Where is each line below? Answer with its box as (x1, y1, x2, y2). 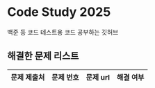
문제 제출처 (10, 72, 45, 82)
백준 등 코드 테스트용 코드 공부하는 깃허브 (7, 28, 119, 36)
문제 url (85, 72, 110, 82)
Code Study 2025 (7, 4, 111, 20)
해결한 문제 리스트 (7, 50, 79, 62)
